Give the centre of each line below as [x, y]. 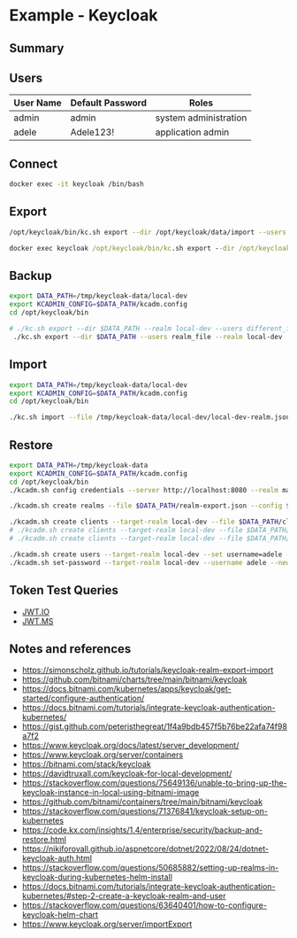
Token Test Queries [64, 590]
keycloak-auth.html [57, 858]
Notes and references [70, 649]
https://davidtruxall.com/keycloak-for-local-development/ [127, 774]
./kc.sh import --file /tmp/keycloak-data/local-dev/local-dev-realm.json [150, 417]
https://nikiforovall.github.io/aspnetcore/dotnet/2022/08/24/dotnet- [145, 849]
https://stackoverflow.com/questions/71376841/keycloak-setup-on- [145, 811]
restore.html [44, 840]
